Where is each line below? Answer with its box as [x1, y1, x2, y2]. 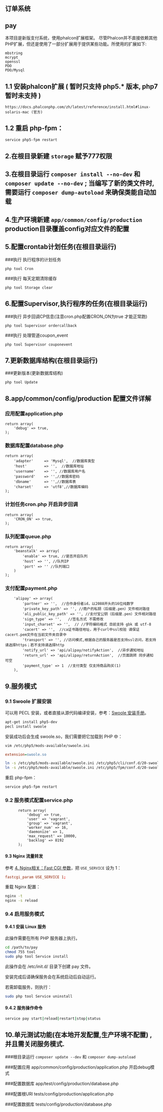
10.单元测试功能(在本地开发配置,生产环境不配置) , [5, 1031, 152, 1039]
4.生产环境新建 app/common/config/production [5, 216, 143, 224]
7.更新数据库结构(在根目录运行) [5, 356, 98, 365]
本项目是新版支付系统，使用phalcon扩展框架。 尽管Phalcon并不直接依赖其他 [5, 35, 158, 41]
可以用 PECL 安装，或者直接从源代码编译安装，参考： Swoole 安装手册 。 [5, 710, 149, 715]
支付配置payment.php [5, 584, 58, 591]
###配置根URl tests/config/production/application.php [5, 1091, 114, 1096]
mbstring [5, 51, 23, 56]
